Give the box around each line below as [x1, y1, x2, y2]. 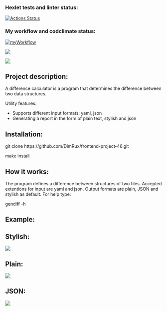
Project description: [5, 72, 68, 81]
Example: [5, 215, 35, 224]
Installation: [5, 130, 43, 138]
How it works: [5, 167, 49, 176]
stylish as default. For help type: [5, 191, 71, 197]
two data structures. [5, 91, 47, 97]
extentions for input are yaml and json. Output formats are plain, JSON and [5, 186, 159, 192]
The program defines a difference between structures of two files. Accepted [5, 181, 162, 187]
